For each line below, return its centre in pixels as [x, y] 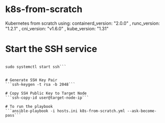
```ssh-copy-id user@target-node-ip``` [47, 98]
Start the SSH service [51, 49]
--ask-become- [142, 111]
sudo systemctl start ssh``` [36, 67]
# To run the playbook [29, 106]
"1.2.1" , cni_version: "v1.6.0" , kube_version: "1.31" [57, 28]
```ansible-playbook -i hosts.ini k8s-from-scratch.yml [65, 111]
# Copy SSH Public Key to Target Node [46, 93]
